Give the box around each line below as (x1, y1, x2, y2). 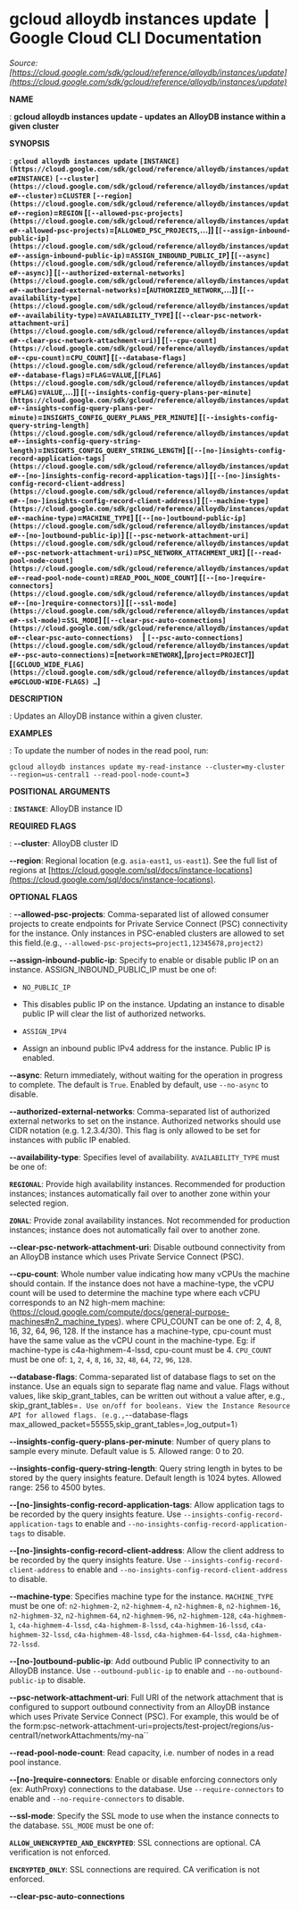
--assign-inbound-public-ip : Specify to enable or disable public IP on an (9, 955, 279, 965)
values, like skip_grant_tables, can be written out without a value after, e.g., (9, 1390, 286, 1401)
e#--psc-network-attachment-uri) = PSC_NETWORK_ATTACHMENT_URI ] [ (9, 546, 251, 558)
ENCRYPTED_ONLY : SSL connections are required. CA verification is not (9, 1864, 261, 1874)
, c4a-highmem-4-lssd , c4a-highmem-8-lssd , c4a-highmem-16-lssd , (12, 1619, 249, 1630)
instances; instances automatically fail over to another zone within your (9, 1188, 270, 1199)
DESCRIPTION (9, 693, 63, 703)
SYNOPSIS (9, 138, 51, 148)
